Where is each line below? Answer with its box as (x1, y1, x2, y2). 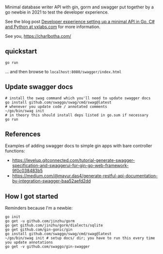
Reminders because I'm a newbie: (5, 205, 73, 211)
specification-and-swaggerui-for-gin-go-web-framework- (12, 163, 129, 169)
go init (5, 215, 21, 220)
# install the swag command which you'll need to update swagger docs (5, 96, 151, 101)
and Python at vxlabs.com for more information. (5, 24, 101, 30)
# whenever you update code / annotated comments (5, 104, 108, 109)
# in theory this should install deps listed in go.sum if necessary (5, 113, 149, 118)
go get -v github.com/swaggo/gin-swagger (5, 244, 90, 249)
